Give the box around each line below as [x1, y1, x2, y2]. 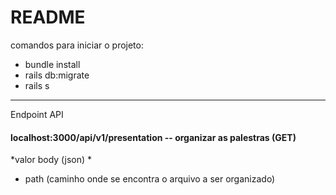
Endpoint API [10, 108, 64, 120]
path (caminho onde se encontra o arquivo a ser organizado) [24, 173, 276, 185]
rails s [24, 79, 50, 91]
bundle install [24, 58, 81, 70]
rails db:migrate [24, 69, 90, 81]
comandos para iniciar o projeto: [10, 39, 144, 51]
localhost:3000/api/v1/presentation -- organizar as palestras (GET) [10, 131, 297, 143]
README [10, 6, 86, 29]
